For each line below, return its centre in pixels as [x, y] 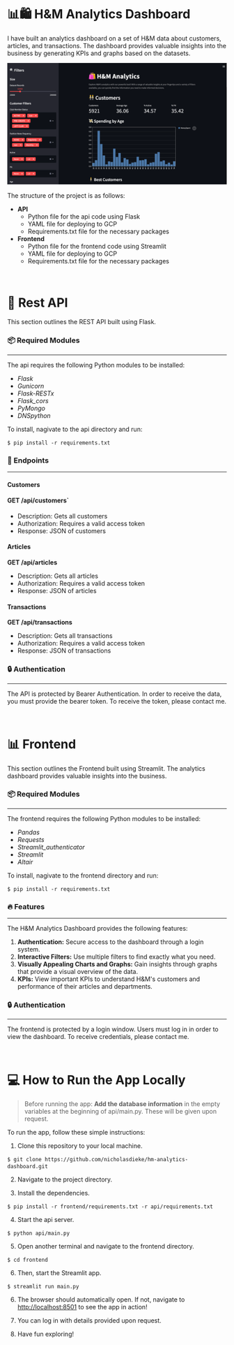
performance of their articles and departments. [85, 987]
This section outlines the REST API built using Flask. [82, 322]
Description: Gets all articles [58, 576]
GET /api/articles [32, 562]
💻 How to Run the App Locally [96, 1080]
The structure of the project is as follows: [66, 195]
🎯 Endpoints [28, 460]
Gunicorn [31, 386]
